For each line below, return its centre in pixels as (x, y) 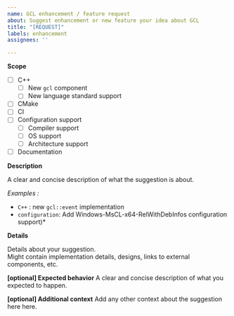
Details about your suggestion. (52, 249)
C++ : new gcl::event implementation (71, 207)
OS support (45, 135)
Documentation (40, 152)
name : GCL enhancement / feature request (69, 14)
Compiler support (53, 128)
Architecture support (58, 144)
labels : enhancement (38, 34)
